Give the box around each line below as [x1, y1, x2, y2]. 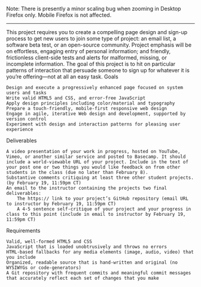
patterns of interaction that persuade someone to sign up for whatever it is [6, 67, 190, 74]
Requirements [6, 227, 41, 234]
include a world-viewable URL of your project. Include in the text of [6, 159, 188, 165]
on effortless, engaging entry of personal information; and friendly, [6, 48, 171, 54]
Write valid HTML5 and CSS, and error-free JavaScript [6, 95, 146, 101]
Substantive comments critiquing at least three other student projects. [6, 175, 194, 181]
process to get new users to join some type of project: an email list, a [6, 35, 176, 42]
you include [6, 254, 36, 260]
